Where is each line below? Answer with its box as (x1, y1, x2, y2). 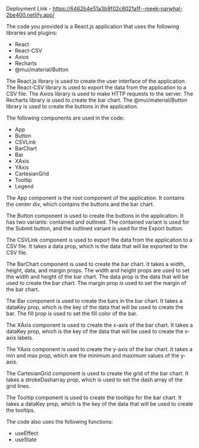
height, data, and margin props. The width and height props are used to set (6, 267, 190, 274)
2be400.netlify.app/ (6, 11, 55, 18)
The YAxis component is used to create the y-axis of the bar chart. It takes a (6, 346, 193, 353)
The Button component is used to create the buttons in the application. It (6, 212, 184, 219)
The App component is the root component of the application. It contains (6, 195, 185, 201)
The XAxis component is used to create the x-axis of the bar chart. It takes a (6, 321, 193, 328)
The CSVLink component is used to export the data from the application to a (6, 236, 193, 243)
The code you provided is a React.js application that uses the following (6, 23, 179, 30)
